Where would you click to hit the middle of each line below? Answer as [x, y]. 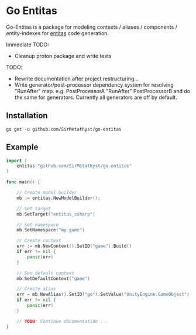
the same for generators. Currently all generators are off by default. [96, 97]
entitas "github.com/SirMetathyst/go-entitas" [74, 166]
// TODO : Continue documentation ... [63, 321]
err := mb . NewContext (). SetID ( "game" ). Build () [74, 246]
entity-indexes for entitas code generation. [58, 33]
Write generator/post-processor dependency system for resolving [94, 85]
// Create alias [37, 289]
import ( [17, 160]
